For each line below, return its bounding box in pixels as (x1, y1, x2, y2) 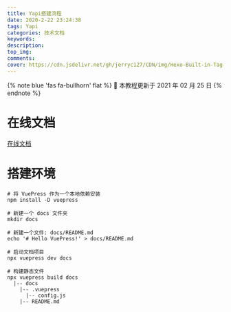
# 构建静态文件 (7, 268, 45, 275)
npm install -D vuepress (7, 196, 78, 203)
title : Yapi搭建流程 (7, 10, 62, 17)
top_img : (7, 49, 32, 56)
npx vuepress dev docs (7, 254, 72, 262)
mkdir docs (7, 216, 38, 222)
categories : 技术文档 (7, 29, 65, 37)
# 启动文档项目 (7, 249, 45, 256)
